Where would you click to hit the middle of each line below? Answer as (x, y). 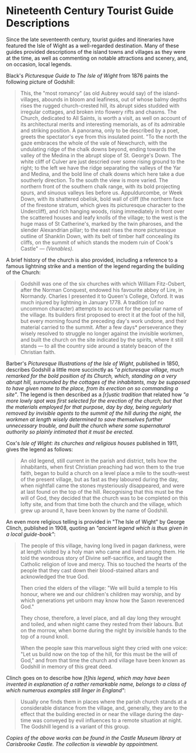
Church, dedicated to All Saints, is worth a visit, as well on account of (103, 118)
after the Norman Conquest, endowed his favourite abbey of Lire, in (101, 290)
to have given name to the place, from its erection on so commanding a (92, 388)
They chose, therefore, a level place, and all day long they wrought (100, 618)
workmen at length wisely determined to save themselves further (84, 419)
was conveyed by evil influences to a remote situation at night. (107, 720)
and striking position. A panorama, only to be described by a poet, (100, 130)
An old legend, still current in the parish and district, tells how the (98, 460)
